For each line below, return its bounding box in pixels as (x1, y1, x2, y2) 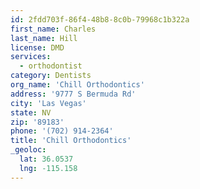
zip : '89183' (10, 117, 65, 127)
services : (10, 52, 52, 62)
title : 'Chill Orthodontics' (10, 136, 132, 146)
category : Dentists (10, 71, 92, 81)
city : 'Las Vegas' (10, 98, 87, 108)
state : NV (10, 107, 52, 118)
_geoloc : (10, 145, 47, 155)
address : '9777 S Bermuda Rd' (10, 89, 137, 99)
